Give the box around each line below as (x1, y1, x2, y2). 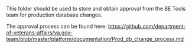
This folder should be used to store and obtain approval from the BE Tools (6, 5, 186, 12)
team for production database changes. (6, 11, 103, 18)
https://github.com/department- (108, 23, 186, 30)
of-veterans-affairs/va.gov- (6, 29, 73, 36)
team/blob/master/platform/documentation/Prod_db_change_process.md (6, 36, 184, 42)
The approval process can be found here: (6, 23, 108, 30)
